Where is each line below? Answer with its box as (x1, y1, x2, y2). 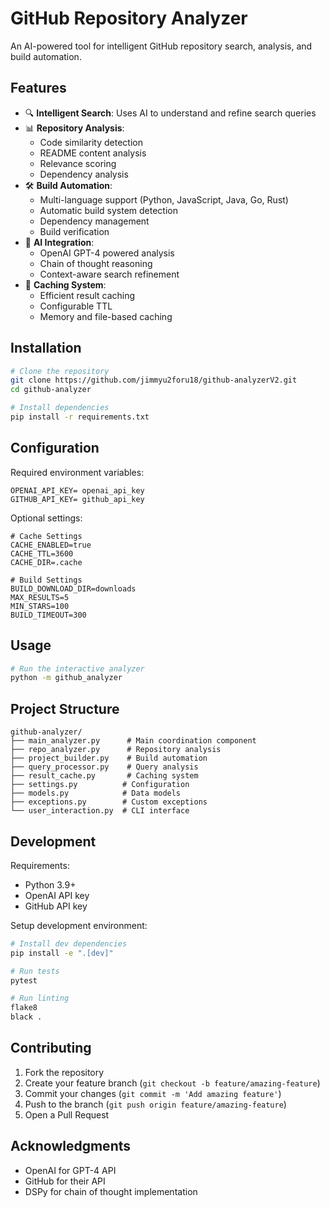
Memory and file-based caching (39, 310, 173, 322)
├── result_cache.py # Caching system (10, 771, 199, 781)
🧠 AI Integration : (24, 236, 95, 248)
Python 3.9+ (24, 878, 77, 891)
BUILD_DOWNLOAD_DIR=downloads (10, 583, 137, 594)
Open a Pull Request (24, 1108, 110, 1121)
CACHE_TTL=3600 (10, 548, 74, 559)
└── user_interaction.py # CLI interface (10, 806, 190, 816)
